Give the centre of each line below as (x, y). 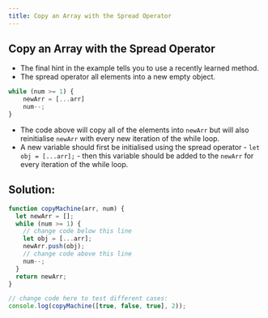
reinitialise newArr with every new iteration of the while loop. (120, 138)
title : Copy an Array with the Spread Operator (90, 16)
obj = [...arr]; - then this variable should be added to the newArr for (137, 156)
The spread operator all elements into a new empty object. (118, 77)
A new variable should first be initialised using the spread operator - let (140, 147)
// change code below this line (77, 231)
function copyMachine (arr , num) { (67, 208)
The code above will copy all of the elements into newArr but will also (134, 130)
